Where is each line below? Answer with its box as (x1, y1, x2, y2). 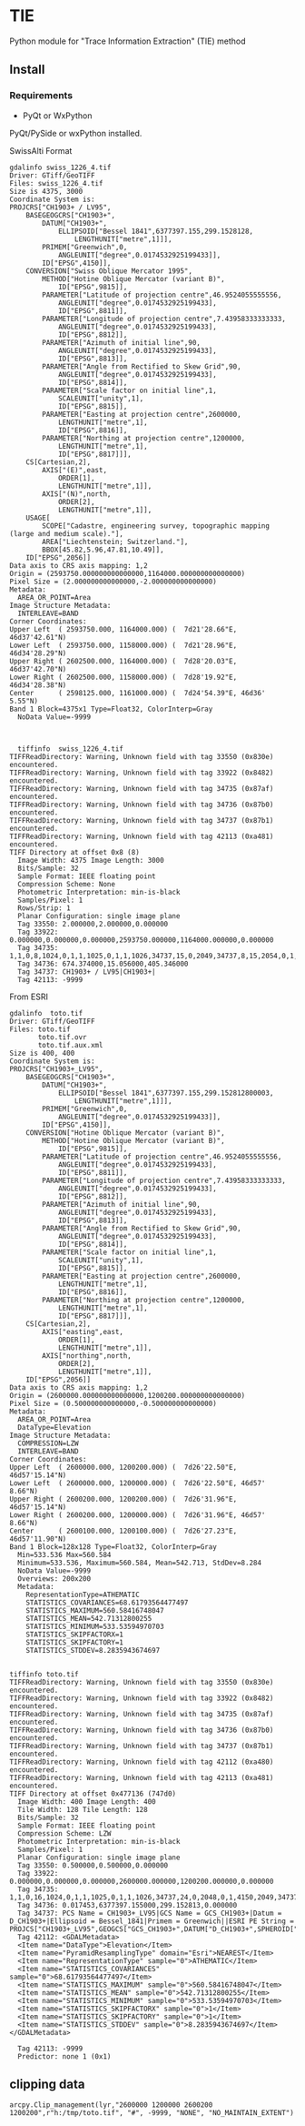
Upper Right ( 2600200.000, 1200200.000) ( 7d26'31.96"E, (9, 1494, 238, 1503)
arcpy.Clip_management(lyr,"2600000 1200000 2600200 (9, 2101, 213, 2110)
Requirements (9, 89, 74, 102)
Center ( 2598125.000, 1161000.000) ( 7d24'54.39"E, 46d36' (9, 688, 266, 697)
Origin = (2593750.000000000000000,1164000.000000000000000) (9, 569, 246, 578)
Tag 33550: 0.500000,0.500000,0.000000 (17, 1860, 169, 1870)
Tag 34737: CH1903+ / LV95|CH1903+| (17, 967, 156, 977)
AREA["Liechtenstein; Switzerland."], (42, 537, 189, 546)
